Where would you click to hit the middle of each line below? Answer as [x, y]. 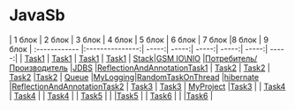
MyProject [207, 86]
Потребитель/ [231, 58]
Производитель [39, 68]
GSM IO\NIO [178, 58]
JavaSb [37, 15]
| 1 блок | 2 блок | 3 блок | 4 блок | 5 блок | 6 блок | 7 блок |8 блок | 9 [139, 40]
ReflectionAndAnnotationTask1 [152, 68]
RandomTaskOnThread [178, 77]
